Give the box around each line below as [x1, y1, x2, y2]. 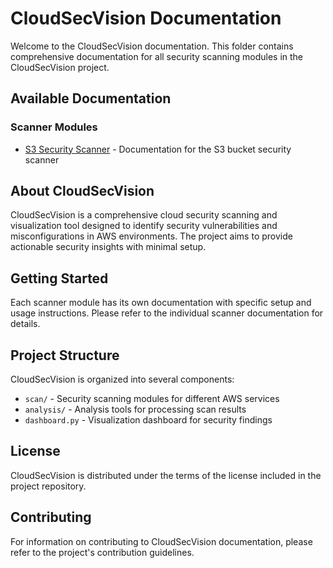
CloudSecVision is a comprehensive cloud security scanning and [10, 209, 278, 221]
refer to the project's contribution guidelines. [10, 546, 195, 558]
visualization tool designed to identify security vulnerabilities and [10, 220, 278, 232]
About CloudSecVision [10, 183, 155, 200]
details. [10, 318, 41, 330]
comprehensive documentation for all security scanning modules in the [10, 50, 304, 62]
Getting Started [10, 270, 109, 287]
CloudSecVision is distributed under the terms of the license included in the [10, 469, 322, 481]
